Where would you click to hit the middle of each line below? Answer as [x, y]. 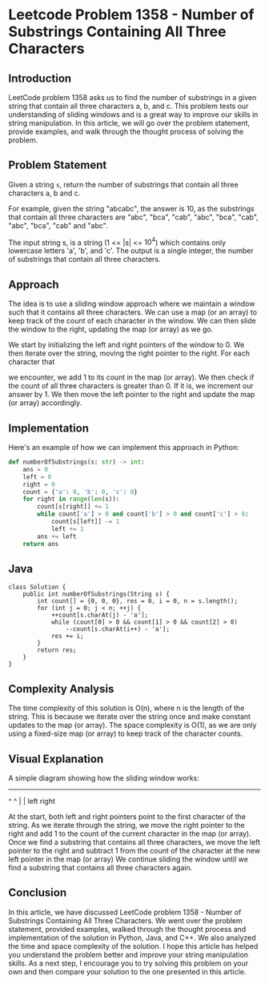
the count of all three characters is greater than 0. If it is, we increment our [131, 386]
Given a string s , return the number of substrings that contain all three [123, 184]
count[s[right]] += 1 [73, 507]
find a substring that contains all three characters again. [100, 868]
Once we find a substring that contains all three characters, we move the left [134, 842]
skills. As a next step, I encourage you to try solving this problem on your [128, 963]
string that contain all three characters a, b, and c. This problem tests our [128, 106]
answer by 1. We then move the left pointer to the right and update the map [132, 395]
